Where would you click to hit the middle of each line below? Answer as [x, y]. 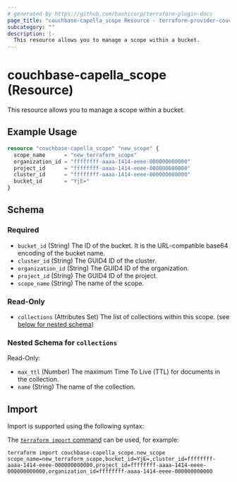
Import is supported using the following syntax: [76, 426]
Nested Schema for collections [62, 343]
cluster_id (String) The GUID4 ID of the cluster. [87, 260]
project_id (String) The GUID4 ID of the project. [87, 275]
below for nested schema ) [55, 324]
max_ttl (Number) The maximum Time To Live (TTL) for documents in [119, 372]
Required [23, 230]
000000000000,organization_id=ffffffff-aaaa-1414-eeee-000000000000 [110, 471]
